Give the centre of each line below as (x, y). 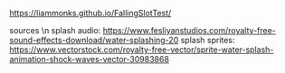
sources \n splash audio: (55, 30)
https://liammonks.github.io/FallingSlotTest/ (90, 13)
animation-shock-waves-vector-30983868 (90, 59)
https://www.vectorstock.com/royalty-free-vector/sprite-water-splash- (142, 50)
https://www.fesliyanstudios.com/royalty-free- (189, 30)
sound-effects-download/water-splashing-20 (94, 40)
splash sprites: (208, 40)
